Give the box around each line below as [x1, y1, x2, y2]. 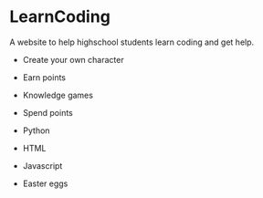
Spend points [22, 107, 73, 118]
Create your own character [22, 54, 125, 65]
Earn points [22, 71, 67, 83]
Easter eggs [22, 178, 68, 189]
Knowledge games [22, 89, 94, 100]
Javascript [22, 160, 63, 171]
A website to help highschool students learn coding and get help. [9, 36, 255, 47]
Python [22, 125, 50, 136]
